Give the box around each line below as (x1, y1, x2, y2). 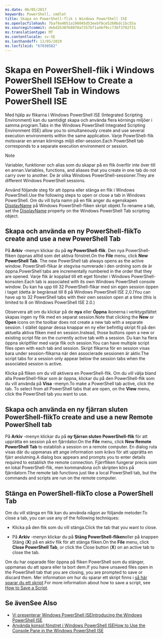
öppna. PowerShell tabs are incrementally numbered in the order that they (5, 268, 152, 274)
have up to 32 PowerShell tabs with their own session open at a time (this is (5, 294, 157, 300)
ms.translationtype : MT (5, 30, 54, 35)
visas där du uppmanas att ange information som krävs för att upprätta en (5, 449, 153, 455)
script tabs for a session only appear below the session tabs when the (5, 356, 145, 362)
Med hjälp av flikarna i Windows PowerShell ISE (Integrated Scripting (5, 112, 143, 118)
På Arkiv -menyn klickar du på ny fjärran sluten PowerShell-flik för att (5, 433, 147, 440)
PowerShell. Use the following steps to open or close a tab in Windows (5, 192, 145, 198)
